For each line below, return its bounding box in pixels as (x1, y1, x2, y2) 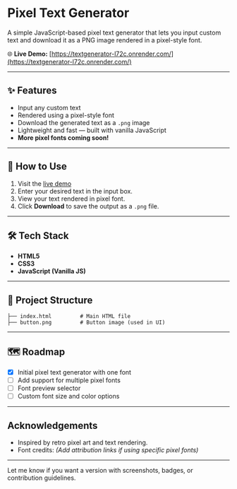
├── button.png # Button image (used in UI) (7, 319, 166, 326)
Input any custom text (17, 103, 81, 112)
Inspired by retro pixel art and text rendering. (17, 438, 148, 447)
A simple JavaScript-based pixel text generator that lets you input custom (7, 28, 221, 37)
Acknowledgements (7, 419, 98, 432)
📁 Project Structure (7, 294, 93, 306)
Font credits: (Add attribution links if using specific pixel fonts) (17, 446, 199, 454)
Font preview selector (17, 384, 81, 393)
